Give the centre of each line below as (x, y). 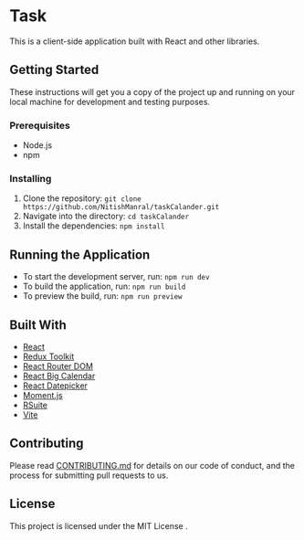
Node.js (37, 145)
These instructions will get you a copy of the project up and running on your (152, 91)
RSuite (35, 405)
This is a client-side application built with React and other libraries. (135, 41)
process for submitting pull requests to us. (89, 475)
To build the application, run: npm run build (104, 286)
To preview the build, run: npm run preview (102, 296)
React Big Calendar (59, 376)
